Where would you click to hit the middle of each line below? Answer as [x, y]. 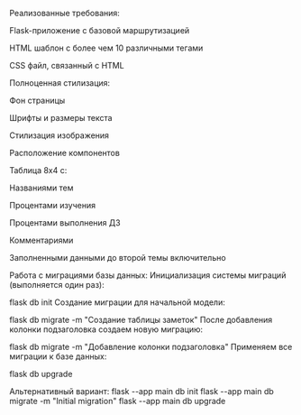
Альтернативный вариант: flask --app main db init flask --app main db [142, 391]
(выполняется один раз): [57, 285]
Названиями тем [41, 188]
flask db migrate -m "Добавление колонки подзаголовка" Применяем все [151, 347]
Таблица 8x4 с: [38, 170]
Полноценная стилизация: [60, 83]
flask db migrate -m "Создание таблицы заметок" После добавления [141, 320]
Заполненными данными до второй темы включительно [118, 258]
